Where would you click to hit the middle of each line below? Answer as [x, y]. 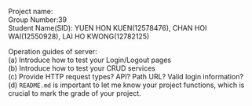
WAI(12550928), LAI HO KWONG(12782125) [79, 36]
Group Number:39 [38, 20]
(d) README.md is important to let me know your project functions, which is [126, 85]
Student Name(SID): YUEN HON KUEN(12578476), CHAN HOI [108, 28]
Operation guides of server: [53, 51]
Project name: [31, 11]
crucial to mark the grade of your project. [75, 93]
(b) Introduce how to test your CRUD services [82, 68]
